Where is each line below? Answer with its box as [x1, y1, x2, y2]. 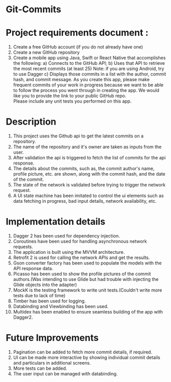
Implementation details [6, 216, 106, 228]
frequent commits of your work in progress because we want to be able [13, 82, 164, 88]
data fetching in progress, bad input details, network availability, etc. [13, 198, 157, 204]
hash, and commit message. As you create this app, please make [13, 77, 150, 83]
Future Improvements [6, 332, 99, 344]
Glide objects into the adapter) [13, 282, 77, 288]
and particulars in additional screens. [13, 360, 91, 366]
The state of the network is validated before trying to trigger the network [13, 182, 166, 188]
